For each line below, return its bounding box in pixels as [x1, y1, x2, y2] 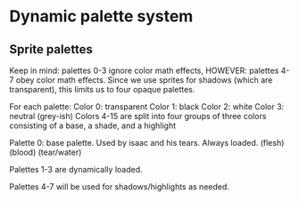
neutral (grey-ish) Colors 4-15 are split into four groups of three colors [9, 111, 267, 121]
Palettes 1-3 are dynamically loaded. [9, 165, 143, 174]
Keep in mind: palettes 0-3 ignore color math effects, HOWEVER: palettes [9, 65, 279, 76]
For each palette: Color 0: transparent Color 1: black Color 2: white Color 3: [9, 101, 285, 112]
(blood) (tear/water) [9, 147, 82, 157]
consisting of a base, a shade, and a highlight [9, 120, 177, 131]
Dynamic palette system [9, 6, 194, 27]
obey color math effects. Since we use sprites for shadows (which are [15, 75, 273, 85]
